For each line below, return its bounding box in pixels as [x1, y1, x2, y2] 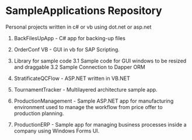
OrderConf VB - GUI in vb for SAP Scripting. [13, 45, 120, 53]
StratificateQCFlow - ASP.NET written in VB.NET [13, 75, 131, 82]
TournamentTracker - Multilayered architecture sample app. [13, 86, 158, 93]
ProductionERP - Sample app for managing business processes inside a [13, 121, 187, 128]
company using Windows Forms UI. [13, 127, 100, 134]
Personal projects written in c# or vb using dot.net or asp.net [5, 23, 152, 30]
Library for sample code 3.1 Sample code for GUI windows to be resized [13, 57, 187, 64]
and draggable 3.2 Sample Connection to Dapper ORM [13, 63, 145, 71]
